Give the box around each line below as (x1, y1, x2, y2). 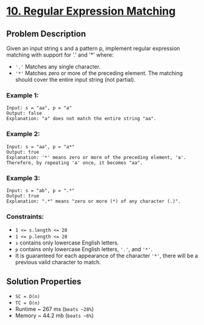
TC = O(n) (15, 300, 41, 306)
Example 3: (6, 174, 41, 182)
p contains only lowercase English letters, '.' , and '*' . (15, 246, 153, 253)
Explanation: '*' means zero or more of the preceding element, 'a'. (6, 154, 187, 160)
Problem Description (6, 29, 86, 39)
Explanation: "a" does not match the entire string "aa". (6, 116, 157, 122)
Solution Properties (6, 276, 82, 287)
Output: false (6, 110, 43, 116)
